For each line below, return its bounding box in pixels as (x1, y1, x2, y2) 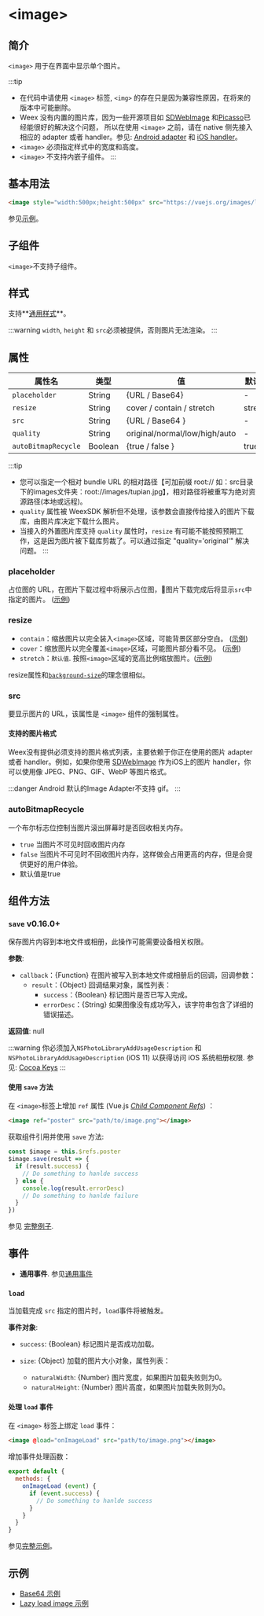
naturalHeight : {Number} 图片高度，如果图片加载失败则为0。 (31, 1383, 230, 1392)
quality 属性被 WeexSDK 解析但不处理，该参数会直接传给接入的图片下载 (19, 507, 255, 516)
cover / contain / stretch (126, 402, 215, 413)
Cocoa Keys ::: (18, 1063, 66, 1072)
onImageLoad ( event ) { (22, 1482, 97, 1490)
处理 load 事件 (8, 1401, 53, 1412)
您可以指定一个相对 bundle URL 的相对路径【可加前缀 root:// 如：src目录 (19, 477, 254, 487)
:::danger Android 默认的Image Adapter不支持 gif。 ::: (8, 784, 181, 793)
